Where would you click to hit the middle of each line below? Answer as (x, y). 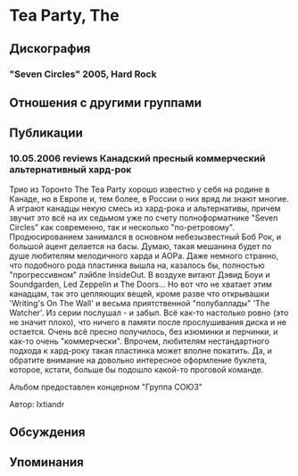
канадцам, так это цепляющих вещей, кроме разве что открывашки (139, 293)
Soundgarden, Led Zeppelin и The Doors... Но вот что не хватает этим (141, 284)
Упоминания (47, 462)
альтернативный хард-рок (70, 170)
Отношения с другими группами (106, 102)
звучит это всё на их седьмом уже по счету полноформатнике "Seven (144, 217)
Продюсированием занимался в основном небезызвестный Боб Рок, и (145, 237)
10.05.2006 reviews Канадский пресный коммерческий (137, 159)
